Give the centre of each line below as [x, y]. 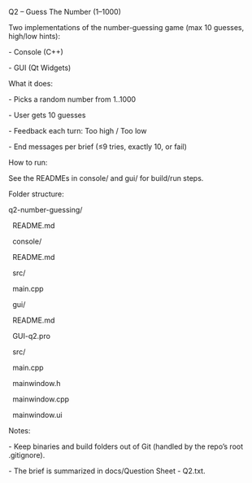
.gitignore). [27, 455]
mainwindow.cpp [41, 399]
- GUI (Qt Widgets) [40, 68]
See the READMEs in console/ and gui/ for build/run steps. [106, 178]
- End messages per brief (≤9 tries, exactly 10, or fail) [98, 147]
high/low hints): [35, 36]
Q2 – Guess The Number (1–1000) [65, 12]
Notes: [20, 430]
